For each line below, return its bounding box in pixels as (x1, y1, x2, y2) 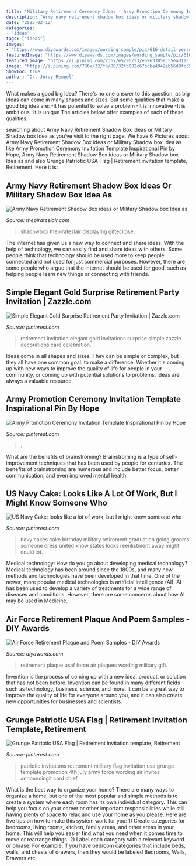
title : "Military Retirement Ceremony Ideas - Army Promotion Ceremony (6, 8, 184, 15)
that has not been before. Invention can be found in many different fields (6, 679, 180, 686)
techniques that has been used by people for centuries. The (38, 459, 183, 466)
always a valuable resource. (6, 377, 73, 384)
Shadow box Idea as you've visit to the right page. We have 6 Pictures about (6, 132, 190, 139)
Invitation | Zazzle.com (6, 296, 92, 306)
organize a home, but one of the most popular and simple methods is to (6, 792, 178, 799)
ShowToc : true (6, 69, 41, 74)
